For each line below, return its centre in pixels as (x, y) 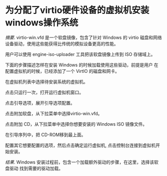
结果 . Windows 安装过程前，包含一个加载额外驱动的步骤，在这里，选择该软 (82, 162)
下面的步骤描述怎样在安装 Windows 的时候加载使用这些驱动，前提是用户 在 (82, 65)
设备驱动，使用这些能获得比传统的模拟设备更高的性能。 (62, 43)
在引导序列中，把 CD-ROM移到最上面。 (45, 135)
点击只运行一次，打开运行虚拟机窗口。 (44, 92)
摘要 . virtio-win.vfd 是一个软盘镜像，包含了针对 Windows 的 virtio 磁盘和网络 (83, 37)
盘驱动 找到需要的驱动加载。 (34, 168)
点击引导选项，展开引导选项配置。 (40, 103)
